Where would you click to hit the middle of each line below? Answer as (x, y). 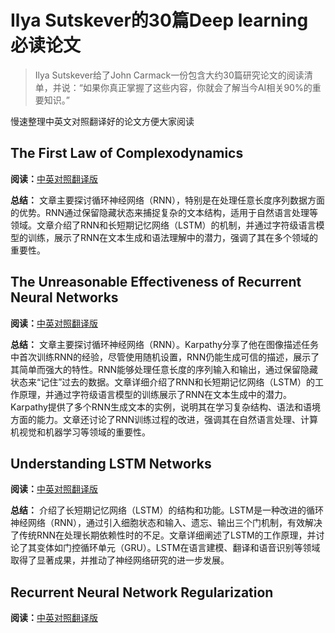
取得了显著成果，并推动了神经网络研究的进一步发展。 (120, 560)
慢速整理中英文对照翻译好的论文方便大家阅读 (102, 121)
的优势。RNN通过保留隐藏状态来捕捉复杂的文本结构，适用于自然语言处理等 (164, 212)
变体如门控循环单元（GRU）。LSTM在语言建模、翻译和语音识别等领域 (178, 548)
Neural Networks (64, 297)
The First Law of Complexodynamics (127, 153)
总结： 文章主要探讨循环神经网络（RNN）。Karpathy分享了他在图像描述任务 (164, 344)
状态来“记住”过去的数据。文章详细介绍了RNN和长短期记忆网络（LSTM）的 (162, 382)
